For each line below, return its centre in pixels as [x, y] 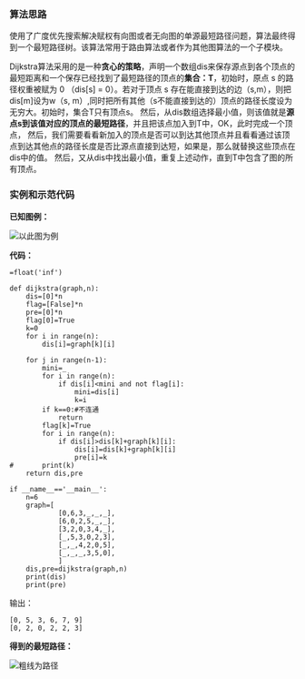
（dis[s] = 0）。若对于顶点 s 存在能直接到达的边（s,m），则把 [179, 89]
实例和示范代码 [42, 195]
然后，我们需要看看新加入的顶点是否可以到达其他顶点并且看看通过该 [154, 135]
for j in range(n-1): [66, 360]
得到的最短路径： [41, 646]
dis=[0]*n [44, 296]
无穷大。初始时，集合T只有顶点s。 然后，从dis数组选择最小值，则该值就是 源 [152, 112]
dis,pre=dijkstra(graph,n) [77, 569]
